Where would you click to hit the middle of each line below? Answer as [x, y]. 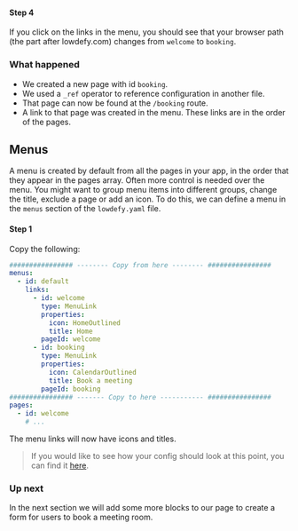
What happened [44, 65]
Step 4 [22, 12]
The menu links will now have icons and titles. [93, 439]
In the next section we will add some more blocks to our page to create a [142, 508]
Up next [27, 488]
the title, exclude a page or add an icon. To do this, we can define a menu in [148, 199]
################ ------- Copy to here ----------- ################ [141, 397]
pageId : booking [71, 389]
